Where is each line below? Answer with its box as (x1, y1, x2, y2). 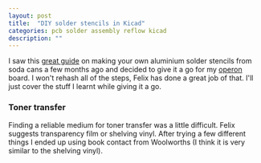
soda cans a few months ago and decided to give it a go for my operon (8, 65, 243, 75)
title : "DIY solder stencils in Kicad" (8, 19, 146, 27)
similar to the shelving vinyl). (8, 145, 103, 155)
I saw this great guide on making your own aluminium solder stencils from (8, 56, 252, 66)
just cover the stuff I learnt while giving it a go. (8, 82, 162, 92)
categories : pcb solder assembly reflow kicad (8, 26, 167, 35)
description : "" (8, 34, 63, 43)
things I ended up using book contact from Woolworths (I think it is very (8, 137, 246, 147)
